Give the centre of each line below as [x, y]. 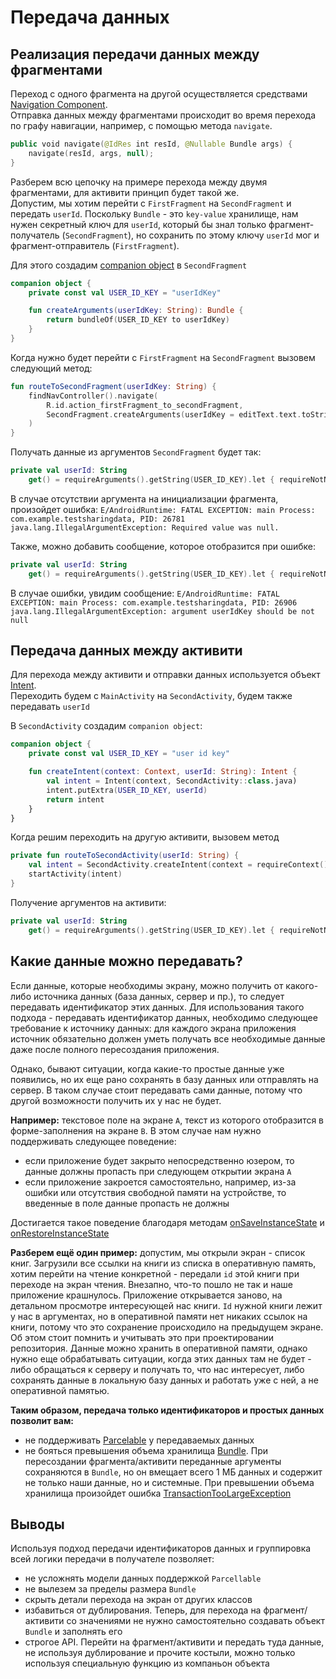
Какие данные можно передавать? [126, 961]
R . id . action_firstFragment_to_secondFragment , [145, 405]
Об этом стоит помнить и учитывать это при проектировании [142, 1337]
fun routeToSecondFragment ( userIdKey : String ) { [113, 386]
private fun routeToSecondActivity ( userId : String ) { [125, 856]
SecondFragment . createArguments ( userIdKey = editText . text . [174, 414]
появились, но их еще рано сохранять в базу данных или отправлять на [164, 1079]
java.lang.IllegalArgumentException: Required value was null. [145, 527]
